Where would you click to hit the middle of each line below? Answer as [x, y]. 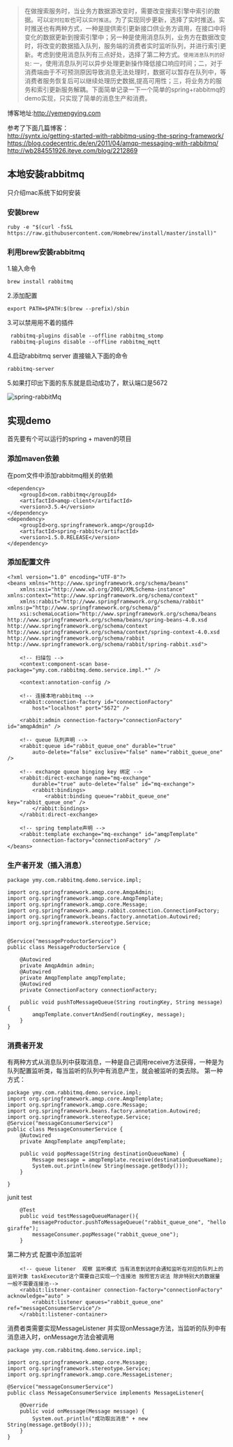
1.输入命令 [22, 269]
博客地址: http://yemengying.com [54, 113]
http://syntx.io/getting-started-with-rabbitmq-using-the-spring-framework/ [116, 136]
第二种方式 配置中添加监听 [45, 1255]
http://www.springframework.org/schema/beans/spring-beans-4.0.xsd [107, 620]
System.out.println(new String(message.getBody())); [111, 1166]
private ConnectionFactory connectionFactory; [89, 990]
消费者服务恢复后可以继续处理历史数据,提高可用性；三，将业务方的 [120, 81]
